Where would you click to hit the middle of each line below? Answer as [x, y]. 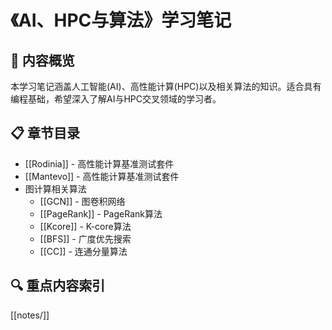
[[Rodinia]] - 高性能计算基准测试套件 [99, 163]
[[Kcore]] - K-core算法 [85, 226]
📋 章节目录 [45, 133]
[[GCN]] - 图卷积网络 [82, 201]
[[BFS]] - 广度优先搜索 [85, 238]
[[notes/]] [30, 315]
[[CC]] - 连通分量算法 [83, 251]
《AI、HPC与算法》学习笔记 [121, 20]
